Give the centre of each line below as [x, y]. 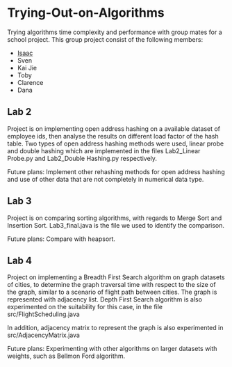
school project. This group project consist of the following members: [105, 39]
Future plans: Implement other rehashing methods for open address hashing [116, 171]
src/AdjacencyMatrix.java [43, 335]
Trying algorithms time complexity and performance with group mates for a [115, 32]
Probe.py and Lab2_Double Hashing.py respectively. [82, 158]
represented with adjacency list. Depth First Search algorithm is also [105, 299]
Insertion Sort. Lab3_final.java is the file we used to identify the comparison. [116, 225]
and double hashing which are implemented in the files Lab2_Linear [104, 150]
